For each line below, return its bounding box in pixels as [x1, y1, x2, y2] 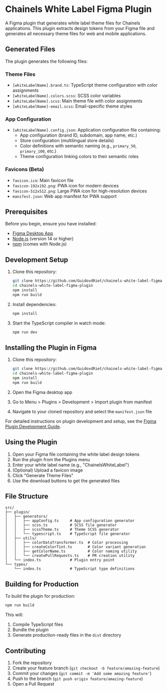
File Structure [5, 492, 48, 501]
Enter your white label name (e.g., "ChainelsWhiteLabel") [12, 462, 130, 468]
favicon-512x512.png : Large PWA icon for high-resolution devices [12, 188, 147, 194]
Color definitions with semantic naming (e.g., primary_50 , [19, 143, 137, 149]
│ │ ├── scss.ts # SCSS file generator [5, 522, 117, 528]
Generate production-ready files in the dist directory [12, 632, 122, 638]
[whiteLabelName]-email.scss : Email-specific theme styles [12, 103, 133, 109]
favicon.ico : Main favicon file [12, 177, 74, 183]
